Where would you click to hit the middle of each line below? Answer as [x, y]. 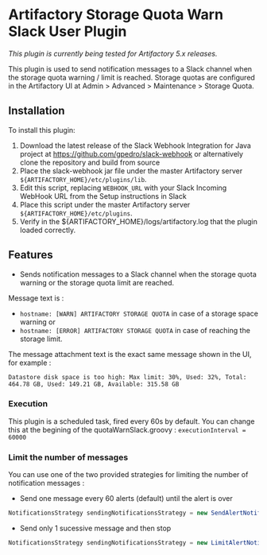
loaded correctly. [48, 230]
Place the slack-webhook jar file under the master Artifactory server [131, 171]
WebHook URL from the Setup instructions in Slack [103, 196]
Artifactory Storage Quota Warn [116, 15]
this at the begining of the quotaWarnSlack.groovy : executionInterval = [127, 429]
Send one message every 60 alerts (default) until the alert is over [126, 499]
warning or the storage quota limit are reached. [97, 282]
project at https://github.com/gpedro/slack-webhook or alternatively [132, 153]
